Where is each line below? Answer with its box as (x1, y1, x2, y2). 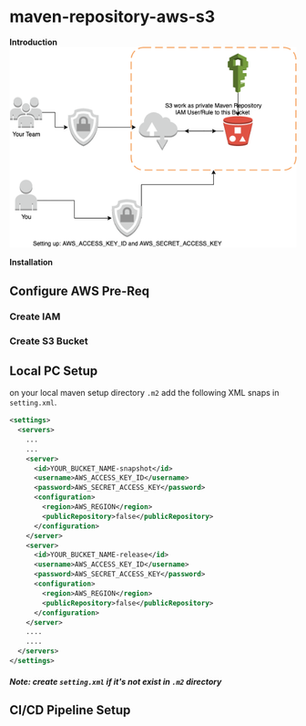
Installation (9, 257, 53, 268)
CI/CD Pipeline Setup (9, 702, 131, 718)
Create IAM (9, 310, 61, 323)
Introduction (9, 36, 57, 47)
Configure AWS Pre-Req (9, 283, 150, 298)
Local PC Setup (9, 363, 98, 379)
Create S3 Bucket (9, 335, 88, 347)
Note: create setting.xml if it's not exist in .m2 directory (9, 676, 222, 687)
